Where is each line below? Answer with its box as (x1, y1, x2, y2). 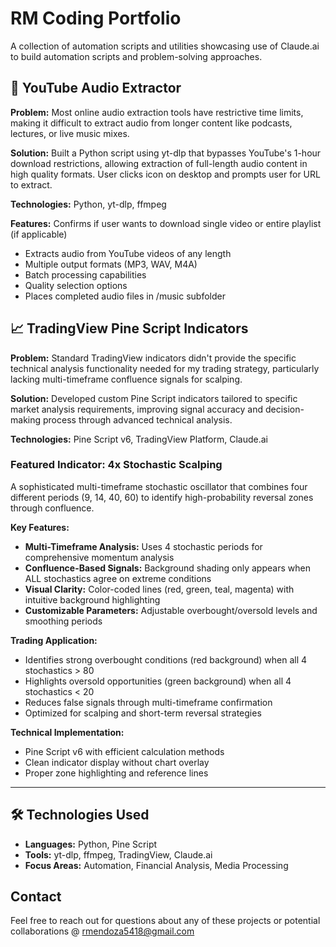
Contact (10, 888, 62, 906)
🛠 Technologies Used (10, 807, 150, 824)
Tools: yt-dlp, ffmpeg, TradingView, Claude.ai (24, 848, 213, 861)
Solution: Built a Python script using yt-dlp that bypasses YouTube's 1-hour (10, 147, 322, 159)
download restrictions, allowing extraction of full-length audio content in (10, 157, 308, 169)
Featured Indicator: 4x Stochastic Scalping (10, 458, 223, 472)
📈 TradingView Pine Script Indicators (10, 320, 249, 337)
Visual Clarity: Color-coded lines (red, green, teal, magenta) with (24, 583, 295, 595)
